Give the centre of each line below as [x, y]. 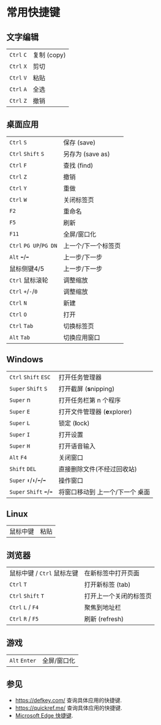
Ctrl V [18, 78]
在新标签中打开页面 [112, 573]
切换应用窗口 [82, 337]
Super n [20, 400]
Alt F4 [18, 457]
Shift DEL [23, 469]
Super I [20, 434]
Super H [20, 446]
